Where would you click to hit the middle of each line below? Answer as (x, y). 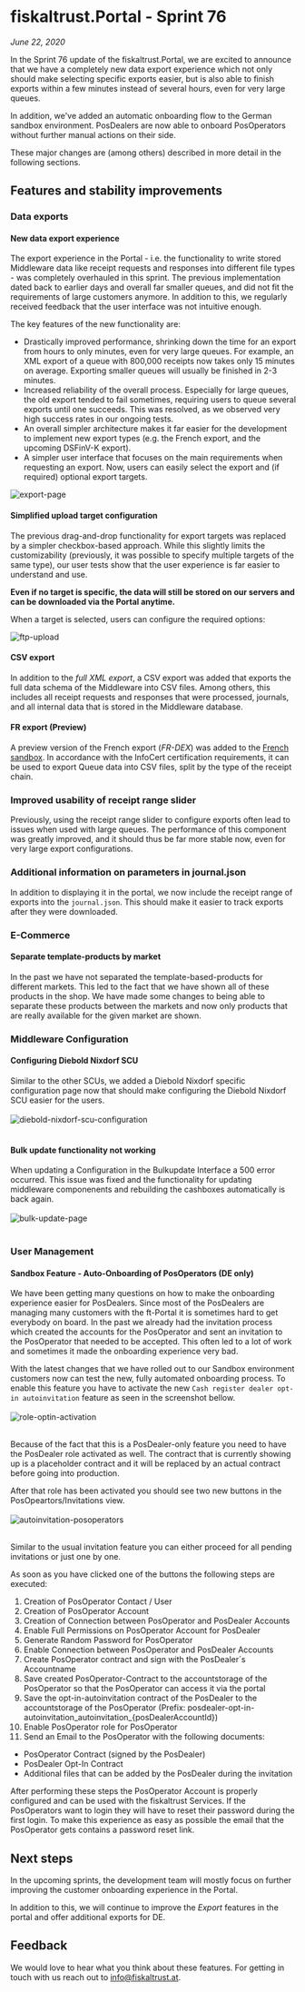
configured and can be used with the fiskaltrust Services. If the (128, 1801)
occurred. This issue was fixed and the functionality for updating (131, 1180)
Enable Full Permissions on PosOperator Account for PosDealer (142, 1630)
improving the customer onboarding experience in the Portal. (124, 1890)
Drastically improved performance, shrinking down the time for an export (160, 342)
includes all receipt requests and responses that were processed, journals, (150, 697)
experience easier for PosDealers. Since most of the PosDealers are (138, 1303)
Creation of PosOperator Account (86, 1611)
